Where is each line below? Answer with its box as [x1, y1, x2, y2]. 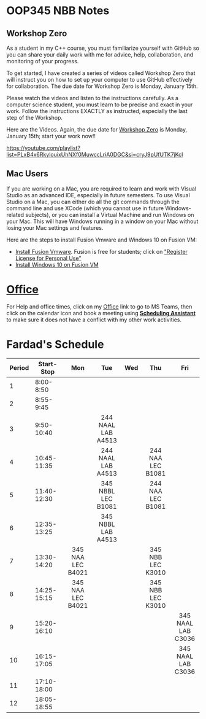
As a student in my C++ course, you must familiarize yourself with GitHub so [6, 44, 200, 52]
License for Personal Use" [15, 254, 82, 262]
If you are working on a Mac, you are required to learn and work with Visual [6, 185, 197, 192]
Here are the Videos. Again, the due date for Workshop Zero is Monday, [6, 126, 188, 133]
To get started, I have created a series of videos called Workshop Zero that [6, 69, 196, 77]
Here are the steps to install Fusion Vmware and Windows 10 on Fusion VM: [6, 236, 197, 243]
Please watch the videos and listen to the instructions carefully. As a [6, 95, 179, 101]
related [6, 211, 25, 218]
